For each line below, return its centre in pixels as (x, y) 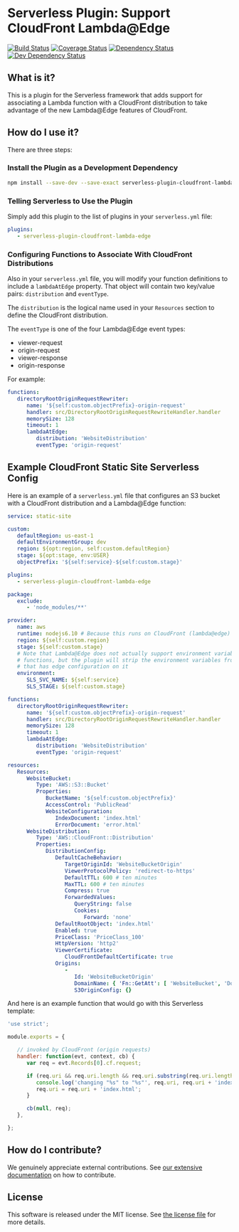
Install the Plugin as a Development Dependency (93, 168)
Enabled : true (76, 930)
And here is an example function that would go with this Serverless (106, 1004)
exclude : (30, 601)
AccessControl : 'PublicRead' (89, 805)
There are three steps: (40, 149)
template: (21, 1011)
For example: (27, 379)
